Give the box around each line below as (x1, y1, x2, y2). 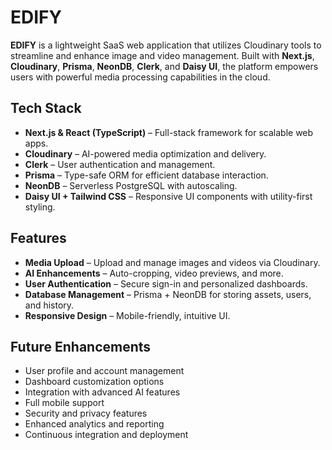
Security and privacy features (24, 407, 148, 420)
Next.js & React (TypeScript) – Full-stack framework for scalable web (24, 126, 314, 138)
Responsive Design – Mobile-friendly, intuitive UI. (24, 309, 231, 321)
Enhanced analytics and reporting (24, 418, 165, 430)
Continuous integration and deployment (24, 429, 189, 441)
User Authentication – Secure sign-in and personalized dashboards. (24, 277, 308, 290)
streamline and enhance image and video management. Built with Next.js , (10, 49, 315, 61)
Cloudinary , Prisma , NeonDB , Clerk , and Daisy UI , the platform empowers (10, 60, 319, 72)
